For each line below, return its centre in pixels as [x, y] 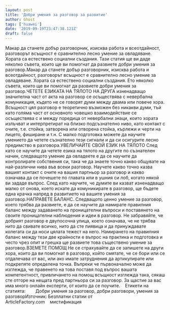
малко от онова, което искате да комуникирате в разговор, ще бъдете [82, 188]
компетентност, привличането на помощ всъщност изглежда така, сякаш [85, 275]
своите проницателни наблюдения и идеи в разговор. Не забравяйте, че [84, 215]
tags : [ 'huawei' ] [24, 24]
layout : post [19, 10]
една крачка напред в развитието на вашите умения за [65, 194]
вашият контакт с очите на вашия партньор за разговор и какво [75, 172]
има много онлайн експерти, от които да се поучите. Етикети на [77, 286]
